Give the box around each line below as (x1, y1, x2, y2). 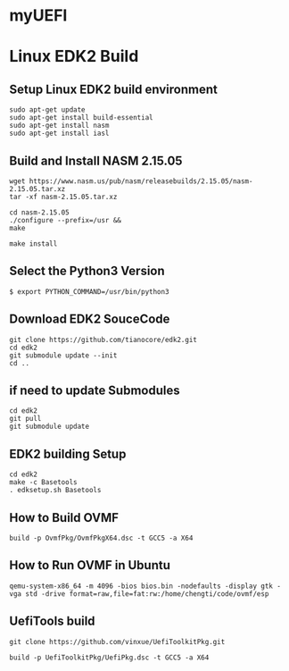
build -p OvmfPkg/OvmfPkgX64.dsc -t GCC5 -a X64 (9, 533, 194, 543)
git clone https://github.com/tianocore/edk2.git (9, 335, 198, 344)
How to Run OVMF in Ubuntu (9, 558, 171, 573)
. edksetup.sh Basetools (9, 486, 102, 495)
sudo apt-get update (9, 105, 87, 114)
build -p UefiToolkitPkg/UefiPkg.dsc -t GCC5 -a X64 (9, 653, 210, 662)
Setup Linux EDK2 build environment (9, 81, 219, 96)
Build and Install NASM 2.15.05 (9, 153, 183, 168)
